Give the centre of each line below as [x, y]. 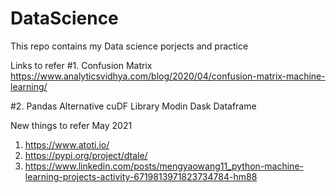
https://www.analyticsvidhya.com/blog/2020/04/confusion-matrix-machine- [168, 76]
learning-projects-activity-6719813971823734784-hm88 [141, 176]
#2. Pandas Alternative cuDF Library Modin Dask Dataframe [133, 106]
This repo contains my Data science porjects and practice [129, 46]
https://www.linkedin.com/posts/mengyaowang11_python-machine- [164, 166]
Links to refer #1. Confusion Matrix [81, 65]
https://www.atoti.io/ [67, 144]
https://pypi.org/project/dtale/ [86, 155]
